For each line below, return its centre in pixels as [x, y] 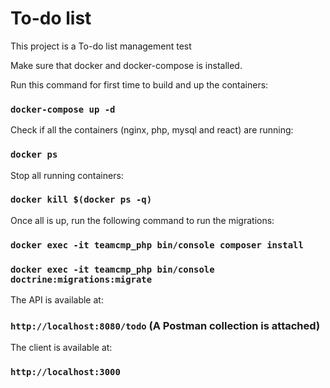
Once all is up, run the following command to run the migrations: [142, 220]
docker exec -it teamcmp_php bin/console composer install [157, 245]
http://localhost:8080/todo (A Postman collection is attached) [165, 325]
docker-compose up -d [63, 109]
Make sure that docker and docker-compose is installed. [126, 65]
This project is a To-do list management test [101, 46]
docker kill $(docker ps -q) [81, 200]
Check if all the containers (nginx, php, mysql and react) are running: [152, 130]
